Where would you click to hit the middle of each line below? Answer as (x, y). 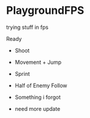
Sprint (22, 73)
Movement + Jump (38, 62)
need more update (38, 108)
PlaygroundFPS (45, 11)
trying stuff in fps (27, 27)
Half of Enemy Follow (41, 85)
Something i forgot (38, 97)
